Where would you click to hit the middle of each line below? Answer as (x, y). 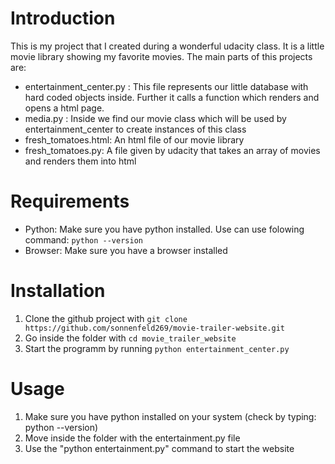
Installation (58, 291)
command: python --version (83, 239)
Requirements (70, 201)
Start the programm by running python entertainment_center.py (157, 348)
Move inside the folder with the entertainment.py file (132, 438)
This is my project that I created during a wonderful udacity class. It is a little (167, 46)
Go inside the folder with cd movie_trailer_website (130, 338)
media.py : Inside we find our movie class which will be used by (155, 118)
